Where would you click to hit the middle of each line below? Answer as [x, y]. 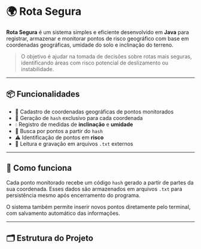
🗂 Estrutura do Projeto [50, 238]
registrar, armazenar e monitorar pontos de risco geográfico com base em [98, 38]
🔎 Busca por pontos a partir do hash [59, 131]
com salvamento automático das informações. [63, 213]
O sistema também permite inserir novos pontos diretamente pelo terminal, [98, 207]
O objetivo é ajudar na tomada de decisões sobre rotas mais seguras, [106, 56]
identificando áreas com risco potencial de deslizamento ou [95, 63]
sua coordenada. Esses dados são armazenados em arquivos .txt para [94, 189]
